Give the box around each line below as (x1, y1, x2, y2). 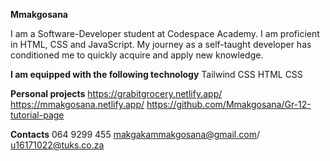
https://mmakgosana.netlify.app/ (10, 99, 145, 110)
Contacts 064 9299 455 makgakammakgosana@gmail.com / (10, 129, 260, 140)
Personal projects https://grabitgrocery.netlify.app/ (10, 88, 223, 99)
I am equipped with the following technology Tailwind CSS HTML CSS (10, 69, 303, 80)
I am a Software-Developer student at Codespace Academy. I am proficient (10, 28, 320, 39)
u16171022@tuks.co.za (10, 139, 105, 151)
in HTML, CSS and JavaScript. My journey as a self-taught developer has (10, 39, 312, 50)
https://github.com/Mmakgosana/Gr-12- (146, 99, 312, 110)
